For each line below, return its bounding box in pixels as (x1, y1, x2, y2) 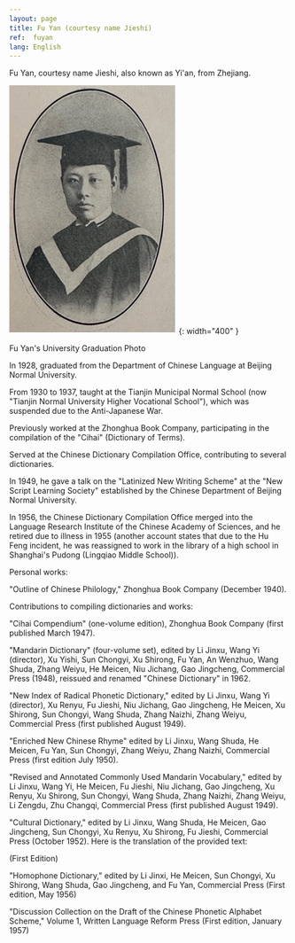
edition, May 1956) (9, 889, 77, 900)
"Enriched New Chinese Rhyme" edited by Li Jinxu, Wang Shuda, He (9, 736, 260, 746)
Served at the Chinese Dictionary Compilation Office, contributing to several (9, 449, 287, 460)
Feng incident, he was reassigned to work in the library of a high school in (9, 541, 279, 551)
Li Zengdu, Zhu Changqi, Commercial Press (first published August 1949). (9, 800, 279, 811)
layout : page (9, 14, 58, 23)
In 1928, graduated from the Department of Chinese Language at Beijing (9, 360, 273, 371)
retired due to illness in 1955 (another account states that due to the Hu (9, 531, 269, 542)
